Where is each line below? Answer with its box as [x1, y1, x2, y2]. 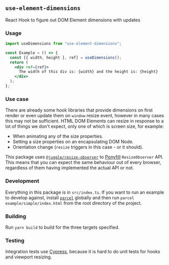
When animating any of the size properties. [12, 133, 103, 140]
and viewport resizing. [5, 254, 52, 260]
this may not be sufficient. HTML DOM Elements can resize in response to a [5, 118, 164, 124]
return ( [10, 60, 29, 65]
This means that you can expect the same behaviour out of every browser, [5, 160, 161, 166]
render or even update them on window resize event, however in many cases [5, 113, 164, 119]
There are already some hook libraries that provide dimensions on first [5, 107, 153, 113]
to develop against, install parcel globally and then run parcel [5, 194, 134, 201]
